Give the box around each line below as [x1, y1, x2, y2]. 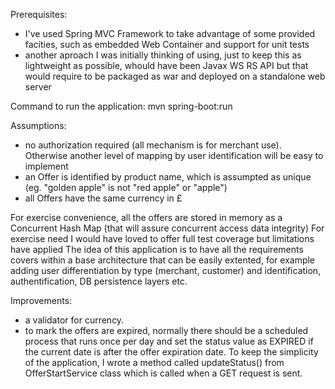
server [24, 81, 52, 93]
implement [24, 160, 69, 172]
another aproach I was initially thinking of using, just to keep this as [24, 49, 302, 61]
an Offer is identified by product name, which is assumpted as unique [24, 171, 312, 183]
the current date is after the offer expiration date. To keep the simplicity [24, 346, 319, 358]
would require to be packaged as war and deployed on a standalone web [24, 70, 326, 82]
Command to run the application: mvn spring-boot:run [10, 100, 233, 112]
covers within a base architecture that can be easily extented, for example [10, 254, 316, 266]
